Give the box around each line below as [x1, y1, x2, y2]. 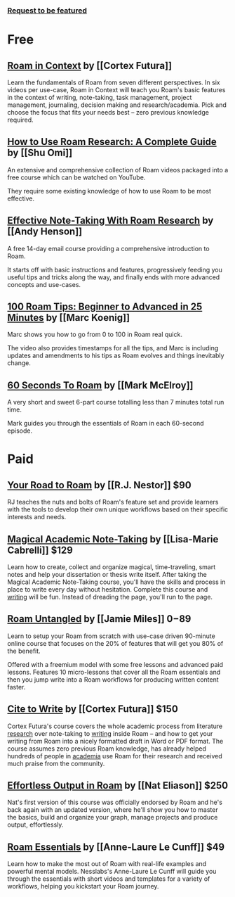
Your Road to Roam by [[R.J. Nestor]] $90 [7, 479, 192, 491]
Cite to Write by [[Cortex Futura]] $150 [7, 703, 179, 715]
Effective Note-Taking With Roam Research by [7, 215, 214, 227]
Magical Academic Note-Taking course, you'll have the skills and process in [7, 578, 226, 586]
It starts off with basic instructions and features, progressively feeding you [7, 265, 222, 274]
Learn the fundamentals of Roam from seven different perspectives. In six [7, 78, 220, 87]
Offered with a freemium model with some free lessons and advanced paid [7, 660, 223, 668]
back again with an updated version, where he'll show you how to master [7, 806, 219, 814]
